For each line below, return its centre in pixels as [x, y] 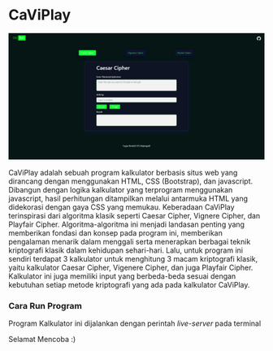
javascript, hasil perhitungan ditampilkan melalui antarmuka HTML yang [128, 198]
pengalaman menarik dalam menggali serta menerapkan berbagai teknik [130, 241]
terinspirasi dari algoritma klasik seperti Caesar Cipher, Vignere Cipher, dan [134, 215]
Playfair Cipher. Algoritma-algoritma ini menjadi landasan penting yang [127, 224]
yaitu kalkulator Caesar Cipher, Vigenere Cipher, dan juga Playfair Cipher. [131, 267]
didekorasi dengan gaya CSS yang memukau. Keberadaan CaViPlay [121, 207]
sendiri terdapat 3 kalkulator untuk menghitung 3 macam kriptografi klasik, [133, 258]
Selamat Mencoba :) [42, 340]
